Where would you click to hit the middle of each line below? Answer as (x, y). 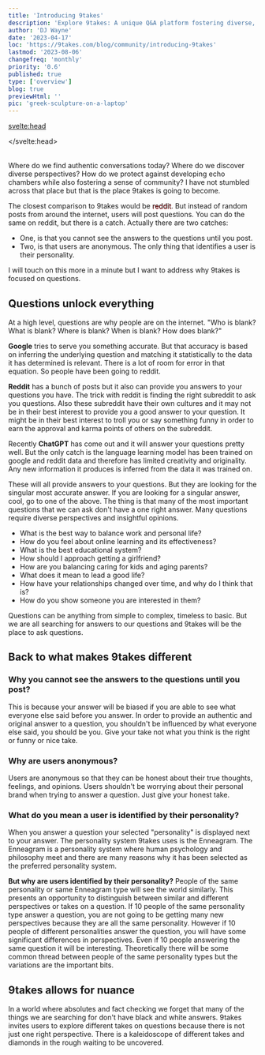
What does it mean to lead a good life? (82, 575)
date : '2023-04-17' (40, 38)
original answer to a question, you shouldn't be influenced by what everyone (132, 723)
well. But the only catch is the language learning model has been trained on (131, 452)
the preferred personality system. (62, 866)
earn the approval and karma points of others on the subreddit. (110, 428)
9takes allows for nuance (72, 990)
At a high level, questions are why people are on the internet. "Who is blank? (132, 322)
